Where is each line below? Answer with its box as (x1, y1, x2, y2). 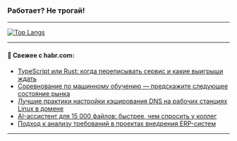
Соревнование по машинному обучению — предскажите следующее (17, 82, 229, 90)
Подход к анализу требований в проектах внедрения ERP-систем (17, 119, 217, 128)
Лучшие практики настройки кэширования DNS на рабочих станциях (17, 97, 228, 105)
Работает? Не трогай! (7, 6, 85, 16)
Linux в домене (17, 104, 64, 113)
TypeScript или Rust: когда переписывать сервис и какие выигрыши (17, 66, 224, 75)
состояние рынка (17, 89, 71, 97)
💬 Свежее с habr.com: (7, 51, 75, 59)
